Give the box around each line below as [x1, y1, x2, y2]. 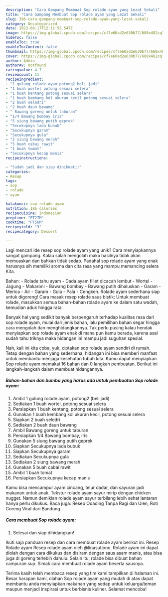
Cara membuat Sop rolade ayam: [5, 517, 76, 523]
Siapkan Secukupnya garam [12, 448, 71, 454]
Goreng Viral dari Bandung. [5, 505, 62, 511]
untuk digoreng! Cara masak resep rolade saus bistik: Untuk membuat [5, 294, 149, 299]
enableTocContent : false [5, 44, 57, 49]
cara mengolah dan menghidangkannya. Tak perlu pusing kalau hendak [5, 324, 153, 330]
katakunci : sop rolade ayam [5, 201, 64, 206]
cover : [5, 53, 19, 59]
